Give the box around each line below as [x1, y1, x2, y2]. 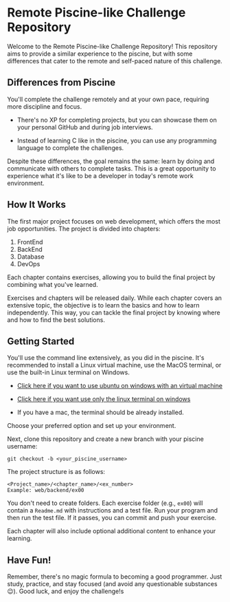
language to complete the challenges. [16, 143, 124, 152]
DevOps [16, 259, 41, 268]
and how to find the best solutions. [7, 315, 105, 324]
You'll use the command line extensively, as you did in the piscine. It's [7, 354, 205, 362]
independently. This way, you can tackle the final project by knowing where [7, 308, 221, 316]
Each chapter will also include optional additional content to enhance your [7, 527, 216, 535]
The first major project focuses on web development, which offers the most [7, 217, 221, 225]
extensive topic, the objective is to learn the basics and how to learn [7, 301, 200, 309]
